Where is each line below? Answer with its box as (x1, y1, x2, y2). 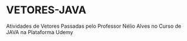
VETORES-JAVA (6, 3, 87, 17)
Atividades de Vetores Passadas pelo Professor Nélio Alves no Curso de (6, 23, 182, 29)
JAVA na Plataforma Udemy (6, 28, 74, 35)
